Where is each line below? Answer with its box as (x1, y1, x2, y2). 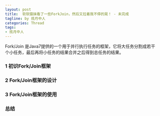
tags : (5, 25, 16, 30)
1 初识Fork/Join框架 (5, 62, 51, 69)
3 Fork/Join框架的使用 (5, 91, 57, 98)
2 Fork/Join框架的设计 (5, 77, 57, 84)
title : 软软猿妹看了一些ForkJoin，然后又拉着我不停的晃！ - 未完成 (5, 12, 129, 16)
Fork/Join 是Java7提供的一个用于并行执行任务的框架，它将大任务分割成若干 (5, 43, 156, 49)
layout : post (5, 7, 31, 12)
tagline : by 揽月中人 (5, 16, 46, 21)
